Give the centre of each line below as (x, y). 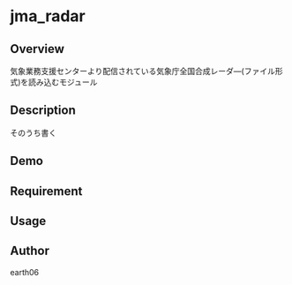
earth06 (25, 272)
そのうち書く (33, 132)
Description (43, 111)
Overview (37, 49)
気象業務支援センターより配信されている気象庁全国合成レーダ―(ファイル (143, 71)
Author (30, 251)
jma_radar (48, 16)
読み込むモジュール (63, 82)
